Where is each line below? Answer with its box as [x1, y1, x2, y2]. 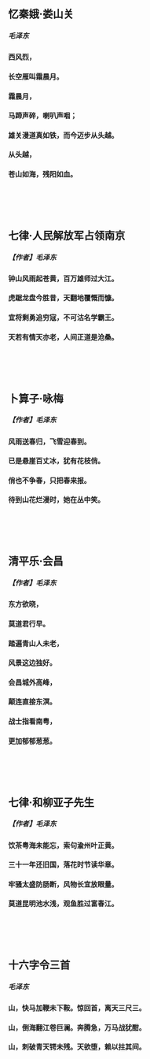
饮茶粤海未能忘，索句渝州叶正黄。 [8, 840, 119, 849]
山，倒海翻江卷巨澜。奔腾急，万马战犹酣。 [8, 1023, 146, 1032]
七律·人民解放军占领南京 [8, 229, 126, 242]
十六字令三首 [8, 958, 71, 972]
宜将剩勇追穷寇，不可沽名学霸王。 [8, 313, 119, 322]
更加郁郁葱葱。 [8, 736, 57, 745]
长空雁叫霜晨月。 [8, 72, 64, 81]
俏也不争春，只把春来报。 [8, 475, 91, 485]
